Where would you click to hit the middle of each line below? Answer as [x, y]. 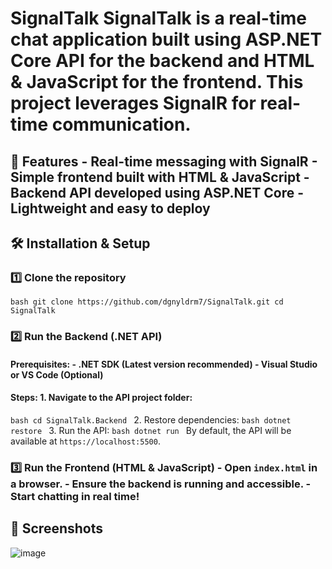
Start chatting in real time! [75, 496]
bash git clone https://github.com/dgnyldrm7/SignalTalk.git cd [147, 302]
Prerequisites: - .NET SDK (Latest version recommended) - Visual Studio [164, 364]
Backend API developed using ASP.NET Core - [157, 192]
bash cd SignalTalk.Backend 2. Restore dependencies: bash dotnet [151, 419]
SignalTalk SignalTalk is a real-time [158, 18]
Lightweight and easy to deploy [110, 208]
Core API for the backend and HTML [162, 61]
